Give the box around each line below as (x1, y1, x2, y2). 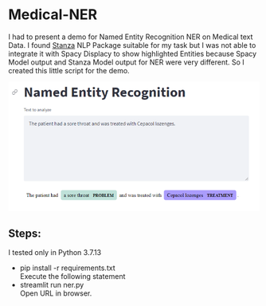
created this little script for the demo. (8, 65, 130, 75)
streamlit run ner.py (19, 280, 84, 290)
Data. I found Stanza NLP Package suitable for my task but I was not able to (8, 40, 256, 49)
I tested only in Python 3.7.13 (8, 248, 102, 257)
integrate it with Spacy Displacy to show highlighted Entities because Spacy (8, 49, 257, 58)
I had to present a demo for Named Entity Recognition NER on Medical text (8, 32, 253, 41)
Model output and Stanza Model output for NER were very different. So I (8, 57, 244, 67)
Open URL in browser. (19, 288, 92, 298)
